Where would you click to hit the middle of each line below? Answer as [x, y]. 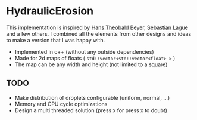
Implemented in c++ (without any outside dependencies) [84, 51]
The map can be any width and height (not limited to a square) [91, 64]
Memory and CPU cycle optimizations [61, 104]
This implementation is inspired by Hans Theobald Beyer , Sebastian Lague [97, 27]
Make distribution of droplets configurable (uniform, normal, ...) [92, 97]
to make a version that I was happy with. [56, 40]
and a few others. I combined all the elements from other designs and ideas [99, 33]
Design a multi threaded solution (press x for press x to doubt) [91, 110]
